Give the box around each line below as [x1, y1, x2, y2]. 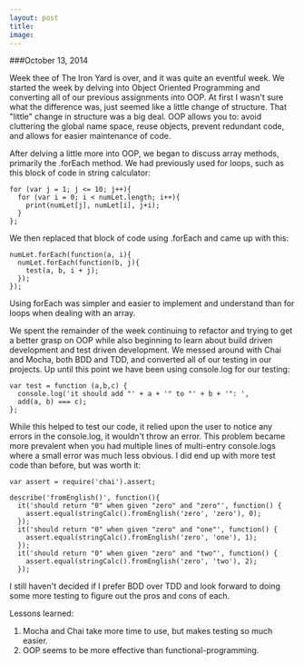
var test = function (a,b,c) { [9, 382, 128, 391]
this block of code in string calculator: [9, 167, 152, 178]
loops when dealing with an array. [9, 308, 136, 319]
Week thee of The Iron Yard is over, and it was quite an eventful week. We [9, 73, 285, 84]
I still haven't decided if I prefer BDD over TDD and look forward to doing [9, 581, 281, 591]
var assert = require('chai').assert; [9, 478, 156, 487]
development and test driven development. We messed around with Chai [9, 344, 281, 355]
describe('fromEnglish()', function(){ [9, 493, 161, 502]
